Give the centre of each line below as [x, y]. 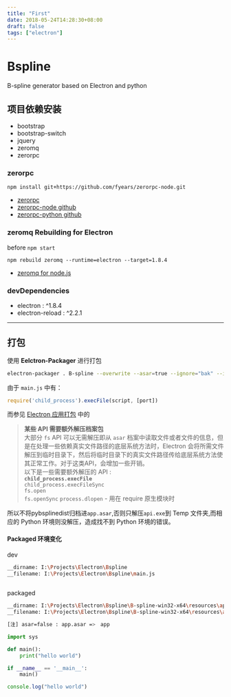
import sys [23, 637]
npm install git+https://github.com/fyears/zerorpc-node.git [97, 187]
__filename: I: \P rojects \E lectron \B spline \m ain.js [81, 574]
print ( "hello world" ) [50, 656]
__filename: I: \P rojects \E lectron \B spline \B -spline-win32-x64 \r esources [113, 612]
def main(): [24, 649]
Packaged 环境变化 [34, 539]
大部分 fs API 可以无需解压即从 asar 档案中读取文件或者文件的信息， [121, 438]
